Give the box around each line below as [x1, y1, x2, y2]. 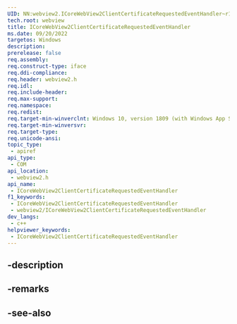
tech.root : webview [7, 17, 65, 24]
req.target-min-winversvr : [7, 121, 87, 129]
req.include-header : [7, 89, 68, 96]
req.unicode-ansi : [7, 135, 61, 142]
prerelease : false [7, 50, 61, 57]
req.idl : [7, 82, 33, 89]
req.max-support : [7, 96, 59, 103]
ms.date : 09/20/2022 [7, 30, 68, 37]
